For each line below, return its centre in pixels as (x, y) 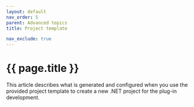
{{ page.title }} (43, 68)
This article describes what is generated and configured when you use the (97, 85)
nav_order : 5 (22, 17)
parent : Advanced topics (37, 23)
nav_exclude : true (29, 39)
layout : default (26, 12)
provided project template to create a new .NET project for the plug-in (91, 91)
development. (23, 97)
